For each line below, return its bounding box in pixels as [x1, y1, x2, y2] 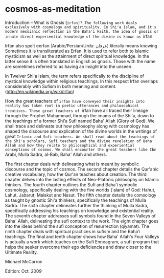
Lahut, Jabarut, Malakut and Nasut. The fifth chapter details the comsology [5, 192, 157, 198]
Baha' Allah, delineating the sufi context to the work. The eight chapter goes [5, 218, 159, 224]
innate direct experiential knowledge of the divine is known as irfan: [5, 33, 154, 39]
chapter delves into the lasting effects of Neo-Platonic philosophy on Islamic [5, 176, 159, 182]
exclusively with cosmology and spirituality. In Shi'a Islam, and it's [5, 24, 157, 30]
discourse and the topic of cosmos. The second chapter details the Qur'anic [5, 166, 159, 172]
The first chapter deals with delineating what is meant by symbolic [5, 161, 139, 167]
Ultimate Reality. [5, 249, 38, 255]
